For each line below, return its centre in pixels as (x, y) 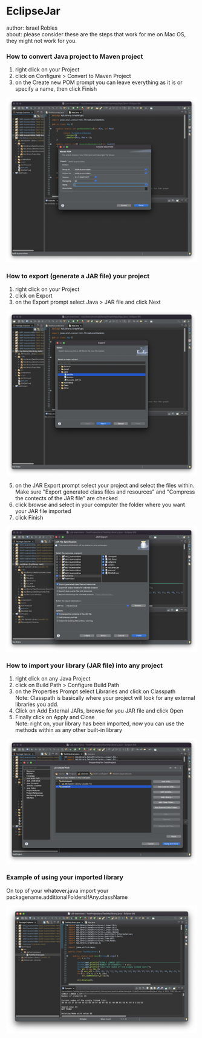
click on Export (34, 296)
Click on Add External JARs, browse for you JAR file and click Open (99, 711)
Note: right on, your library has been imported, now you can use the (99, 723)
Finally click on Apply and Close (55, 717)
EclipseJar (33, 11)
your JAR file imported (43, 511)
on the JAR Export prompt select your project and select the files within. (105, 485)
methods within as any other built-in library (69, 730)
